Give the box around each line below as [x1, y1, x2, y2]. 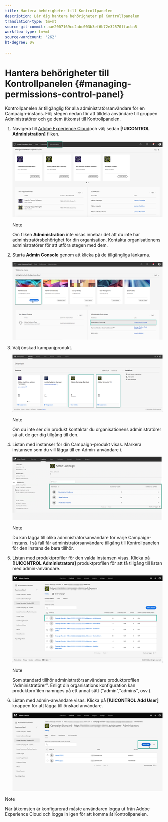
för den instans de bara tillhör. [12, 545, 74, 551]
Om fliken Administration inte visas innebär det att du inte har [12, 231, 140, 237]
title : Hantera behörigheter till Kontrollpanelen [5, 8, 113, 13]
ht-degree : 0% [5, 40, 35, 45]
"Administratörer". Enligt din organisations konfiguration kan [12, 682, 136, 688]
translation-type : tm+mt [5, 19, 57, 24]
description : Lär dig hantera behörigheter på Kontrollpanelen [5, 13, 140, 19]
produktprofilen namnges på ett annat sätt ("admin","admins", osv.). [12, 688, 152, 694]
